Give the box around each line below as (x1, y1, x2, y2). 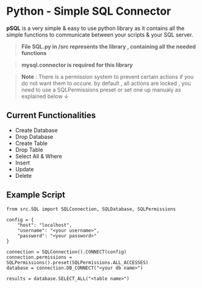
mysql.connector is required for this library (21, 61, 133, 68)
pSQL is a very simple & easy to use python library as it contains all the (6, 24, 185, 32)
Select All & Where (15, 152, 62, 160)
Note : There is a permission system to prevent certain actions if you (21, 73, 194, 80)
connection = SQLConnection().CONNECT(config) (6, 249, 127, 255)
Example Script (6, 190, 66, 200)
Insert (15, 159, 31, 166)
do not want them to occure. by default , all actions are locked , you (21, 79, 191, 87)
